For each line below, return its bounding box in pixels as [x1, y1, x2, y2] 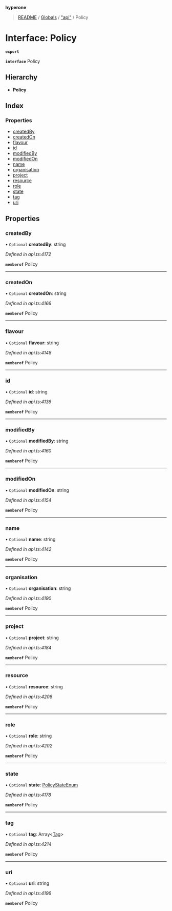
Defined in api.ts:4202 [5, 743, 53, 749]
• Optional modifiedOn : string [5, 487, 69, 493]
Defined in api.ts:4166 [5, 300, 52, 307]
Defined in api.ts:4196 [5, 890, 52, 896]
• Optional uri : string [5, 880, 50, 886]
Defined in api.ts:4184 [5, 644, 52, 650]
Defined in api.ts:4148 [5, 349, 52, 355]
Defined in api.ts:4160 [5, 448, 52, 454]
